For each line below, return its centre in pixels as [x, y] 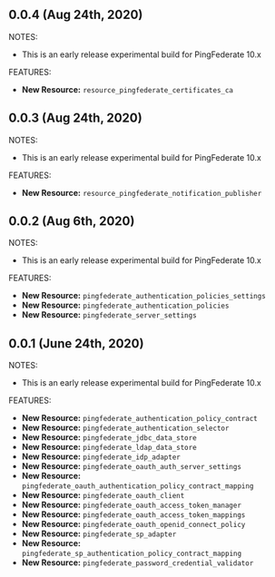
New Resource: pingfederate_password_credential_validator [137, 562]
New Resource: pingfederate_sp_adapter [99, 533]
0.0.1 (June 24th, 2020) [76, 343]
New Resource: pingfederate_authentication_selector [125, 428]
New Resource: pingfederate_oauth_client [103, 495]
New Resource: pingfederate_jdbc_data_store [109, 437]
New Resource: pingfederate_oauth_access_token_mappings [133, 514]
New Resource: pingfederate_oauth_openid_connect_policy [133, 524]
